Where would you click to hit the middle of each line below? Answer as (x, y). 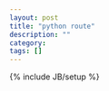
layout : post (34, 18)
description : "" (40, 34)
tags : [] (26, 51)
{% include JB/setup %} (54, 77)
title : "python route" (52, 26)
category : (28, 43)
